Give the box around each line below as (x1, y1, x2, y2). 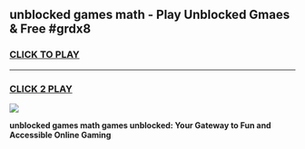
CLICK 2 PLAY (9, 82, 73, 95)
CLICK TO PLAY (9, 49, 80, 61)
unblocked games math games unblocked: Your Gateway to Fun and (9, 119, 271, 130)
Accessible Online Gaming (9, 129, 112, 140)
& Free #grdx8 (9, 22, 92, 37)
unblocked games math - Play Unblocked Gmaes (9, 7, 290, 23)
